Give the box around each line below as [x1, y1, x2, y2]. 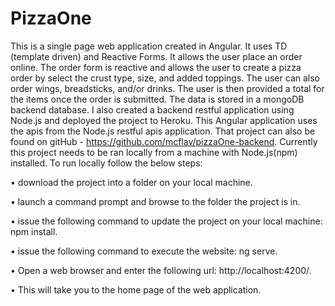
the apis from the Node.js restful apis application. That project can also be [10, 125, 316, 137]
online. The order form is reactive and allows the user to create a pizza [10, 61, 302, 73]
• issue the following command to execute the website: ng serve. [10, 245, 278, 257]
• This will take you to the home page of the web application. [10, 283, 262, 296]
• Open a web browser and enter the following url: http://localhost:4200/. [10, 264, 312, 276]
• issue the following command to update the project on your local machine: [10, 215, 323, 227]
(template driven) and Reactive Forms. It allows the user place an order [10, 50, 303, 62]
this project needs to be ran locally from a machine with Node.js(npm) [10, 146, 298, 158]
